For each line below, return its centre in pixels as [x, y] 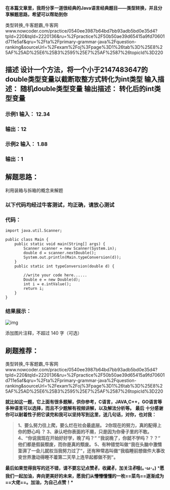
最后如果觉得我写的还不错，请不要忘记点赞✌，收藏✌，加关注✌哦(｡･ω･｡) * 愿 [85, 468]
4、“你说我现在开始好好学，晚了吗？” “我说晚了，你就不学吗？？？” [89, 438]
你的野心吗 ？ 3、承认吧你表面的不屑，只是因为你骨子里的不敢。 [85, 432]
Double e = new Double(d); [52, 280]
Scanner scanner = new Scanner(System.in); [70, 249]
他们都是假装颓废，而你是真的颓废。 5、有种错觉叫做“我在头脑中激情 [90, 445]
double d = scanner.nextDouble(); [60, 253]
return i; [34, 289]
